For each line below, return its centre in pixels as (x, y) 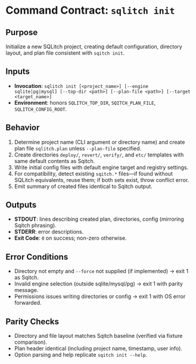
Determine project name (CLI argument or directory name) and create (99, 142)
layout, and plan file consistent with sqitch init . (65, 53)
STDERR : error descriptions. (49, 232)
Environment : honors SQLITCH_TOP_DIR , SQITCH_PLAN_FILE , (85, 102)
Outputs (21, 205)
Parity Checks (32, 321)
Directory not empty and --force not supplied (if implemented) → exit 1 (101, 271)
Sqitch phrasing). (35, 225)
